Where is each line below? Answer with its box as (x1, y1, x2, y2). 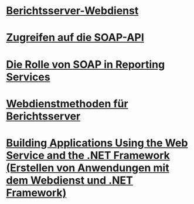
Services (6, 70, 51, 83)
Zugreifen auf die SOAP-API (6, 31, 145, 45)
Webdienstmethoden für (6, 97, 128, 110)
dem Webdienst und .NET (6, 174, 133, 187)
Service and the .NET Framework (6, 148, 170, 162)
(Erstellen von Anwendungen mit (6, 161, 169, 174)
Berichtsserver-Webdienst (6, 4, 139, 18)
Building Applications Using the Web (6, 136, 188, 149)
